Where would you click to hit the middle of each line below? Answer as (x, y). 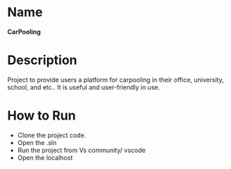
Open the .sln (37, 142)
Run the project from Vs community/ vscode (81, 150)
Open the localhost (45, 157)
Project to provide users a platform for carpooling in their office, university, (115, 80)
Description (42, 60)
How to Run (42, 116)
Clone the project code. (52, 135)
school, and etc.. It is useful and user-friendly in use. (84, 87)
